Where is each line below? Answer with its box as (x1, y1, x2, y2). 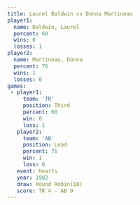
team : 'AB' (22, 135, 55, 142)
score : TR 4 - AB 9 (16, 187, 73, 194)
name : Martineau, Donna (13, 56, 83, 63)
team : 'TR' (22, 96, 55, 103)
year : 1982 (16, 174, 49, 181)
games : (7, 82, 27, 89)
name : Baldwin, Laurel (13, 23, 80, 30)
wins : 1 (13, 69, 36, 76)
